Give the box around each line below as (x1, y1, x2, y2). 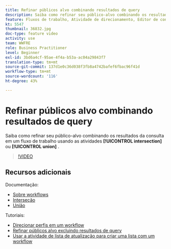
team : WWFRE (5, 41, 31, 46)
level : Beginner (5, 50, 40, 55)
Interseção (12, 197, 36, 203)
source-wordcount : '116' (5, 74, 58, 79)
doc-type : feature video (5, 31, 58, 36)
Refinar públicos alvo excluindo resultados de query (12, 227, 122, 233)
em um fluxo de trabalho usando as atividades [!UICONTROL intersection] (5, 138, 162, 144)
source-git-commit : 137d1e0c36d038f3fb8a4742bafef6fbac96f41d (5, 64, 140, 69)
